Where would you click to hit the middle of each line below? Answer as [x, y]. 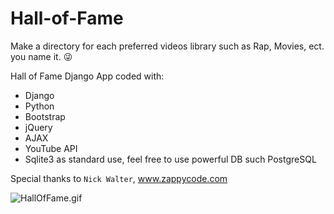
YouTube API [51, 148]
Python [39, 106]
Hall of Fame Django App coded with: [87, 76]
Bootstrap [45, 116]
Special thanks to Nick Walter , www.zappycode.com [119, 178]
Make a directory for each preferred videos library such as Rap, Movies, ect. [167, 46]
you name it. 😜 [41, 56]
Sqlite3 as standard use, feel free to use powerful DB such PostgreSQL [170, 159]
